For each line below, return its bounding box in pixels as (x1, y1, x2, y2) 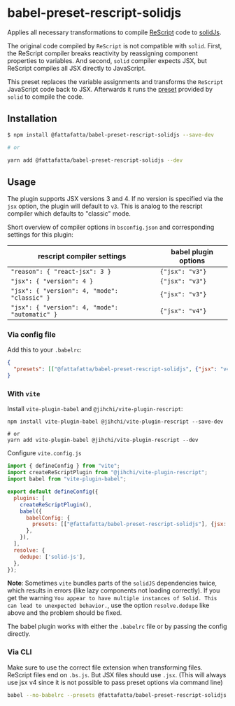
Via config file (7, 330, 56, 340)
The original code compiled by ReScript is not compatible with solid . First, (7, 41, 222, 50)
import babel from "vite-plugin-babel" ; (7, 476, 127, 483)
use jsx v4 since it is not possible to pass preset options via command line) (7, 678, 223, 686)
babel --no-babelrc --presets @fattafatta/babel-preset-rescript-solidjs (7, 691, 227, 698)
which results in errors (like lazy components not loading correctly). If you (7, 586, 220, 595)
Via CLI (7, 647, 32, 657)
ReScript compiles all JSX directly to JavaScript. (7, 64, 146, 72)
